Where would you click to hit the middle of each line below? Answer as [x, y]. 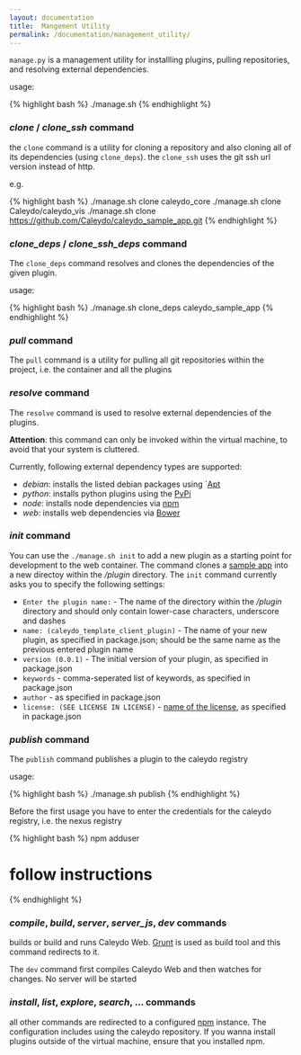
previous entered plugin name [78, 649]
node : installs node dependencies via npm [101, 503]
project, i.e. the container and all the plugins [91, 370]
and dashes [44, 621]
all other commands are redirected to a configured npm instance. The [138, 1022]
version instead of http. [53, 166]
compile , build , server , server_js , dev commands [118, 923]
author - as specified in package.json [91, 697]
